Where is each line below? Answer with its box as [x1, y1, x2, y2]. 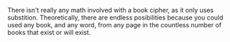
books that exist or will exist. [7, 28, 91, 36]
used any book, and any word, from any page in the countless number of [7, 21, 222, 29]
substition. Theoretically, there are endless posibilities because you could [7, 13, 224, 22]
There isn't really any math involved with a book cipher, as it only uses [7, 6, 214, 14]
